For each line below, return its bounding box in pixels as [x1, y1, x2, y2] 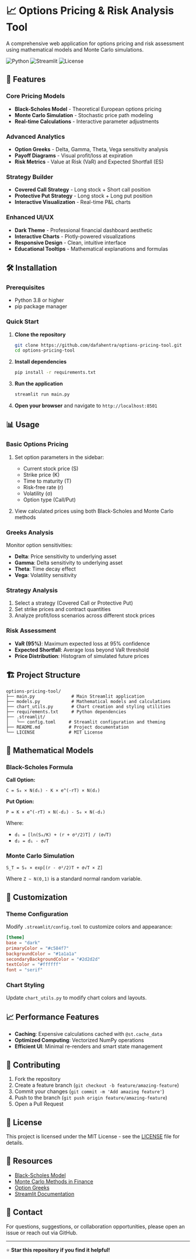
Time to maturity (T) [23, 477, 72, 485]
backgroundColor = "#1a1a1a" [6, 951, 77, 957]
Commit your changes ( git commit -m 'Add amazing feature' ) [14, 1088, 164, 1095]
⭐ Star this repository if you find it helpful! [6, 1246, 110, 1253]
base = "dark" [6, 940, 41, 946]
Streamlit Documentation [14, 1190, 75, 1197]
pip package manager [14, 303, 68, 310]
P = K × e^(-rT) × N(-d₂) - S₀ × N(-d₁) [6, 809, 106, 816]
